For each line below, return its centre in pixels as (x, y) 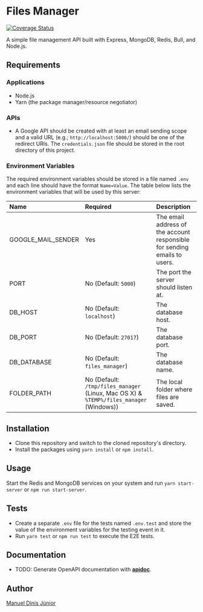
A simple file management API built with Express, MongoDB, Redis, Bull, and (101, 39)
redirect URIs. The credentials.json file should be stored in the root (100, 143)
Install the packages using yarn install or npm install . (84, 450)
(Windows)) (102, 407)
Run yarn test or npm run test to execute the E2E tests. (85, 536)
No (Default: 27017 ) (112, 337)
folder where (174, 390)
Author (20, 588)
